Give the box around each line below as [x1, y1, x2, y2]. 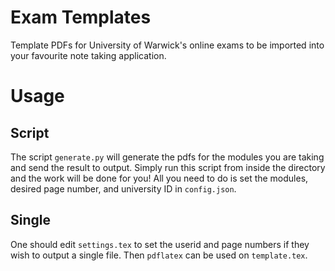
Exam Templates [10, 6, 152, 29]
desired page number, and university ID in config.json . [10, 182, 237, 195]
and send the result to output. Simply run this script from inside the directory [10, 161, 326, 173]
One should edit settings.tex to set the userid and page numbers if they [10, 238, 310, 250]
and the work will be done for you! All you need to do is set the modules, [10, 172, 309, 184]
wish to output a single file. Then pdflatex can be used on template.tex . [10, 249, 308, 261]
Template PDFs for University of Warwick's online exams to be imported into [10, 39, 325, 51]
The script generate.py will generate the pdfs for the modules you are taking [10, 151, 325, 163]
